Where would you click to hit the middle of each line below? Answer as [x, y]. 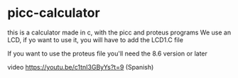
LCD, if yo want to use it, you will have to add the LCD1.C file [95, 39]
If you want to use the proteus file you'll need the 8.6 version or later [108, 53]
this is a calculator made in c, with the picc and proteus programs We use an [119, 32]
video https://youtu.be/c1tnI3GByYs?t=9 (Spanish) [81, 67]
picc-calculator [54, 13]
